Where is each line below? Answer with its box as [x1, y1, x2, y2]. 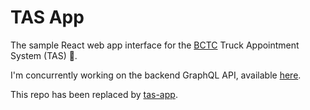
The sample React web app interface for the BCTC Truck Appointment [10, 39, 300, 51]
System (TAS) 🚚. [10, 49, 78, 61]
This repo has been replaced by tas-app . [10, 88, 178, 100]
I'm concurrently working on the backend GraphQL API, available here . [10, 69, 302, 81]
